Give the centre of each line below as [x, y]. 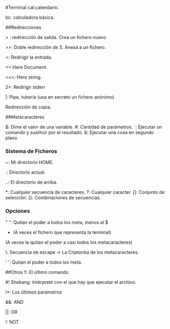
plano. [12, 138]
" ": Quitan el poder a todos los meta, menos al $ [57, 222]
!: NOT [12, 322]
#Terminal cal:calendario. [32, 7]
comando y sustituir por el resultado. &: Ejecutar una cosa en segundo [80, 132]
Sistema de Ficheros [31, 151]
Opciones [18, 211]
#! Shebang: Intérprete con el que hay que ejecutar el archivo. [71, 282]
